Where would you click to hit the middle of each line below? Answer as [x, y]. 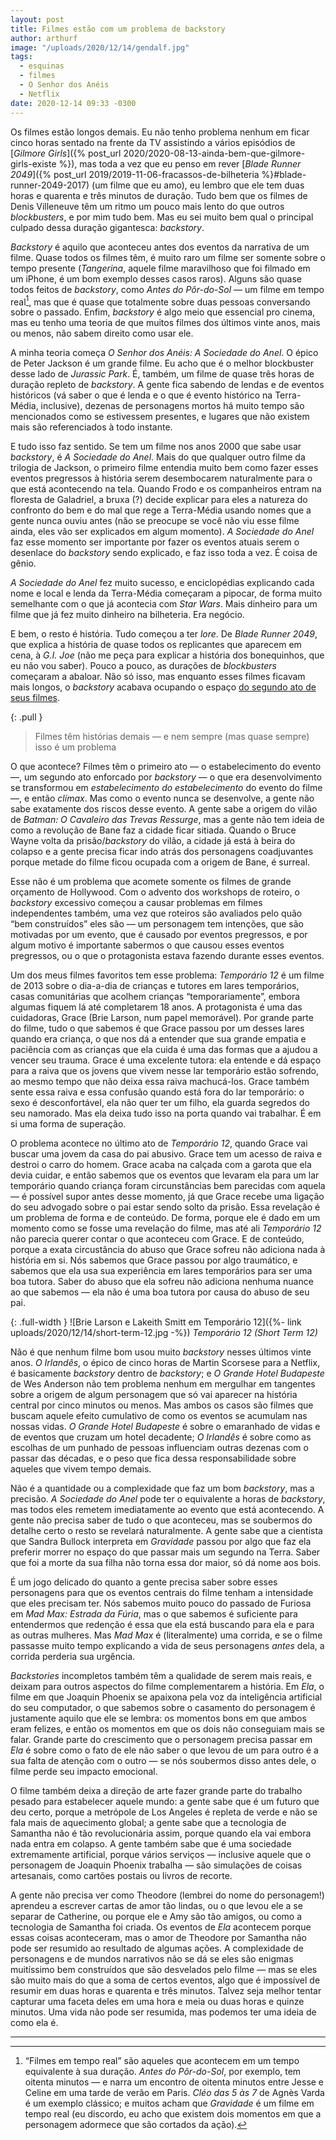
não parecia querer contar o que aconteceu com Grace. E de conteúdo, [157, 1239]
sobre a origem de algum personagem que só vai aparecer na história [154, 1395]
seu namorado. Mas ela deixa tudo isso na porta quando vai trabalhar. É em [166, 1113]
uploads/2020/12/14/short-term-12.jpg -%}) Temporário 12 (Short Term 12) [164, 1333]
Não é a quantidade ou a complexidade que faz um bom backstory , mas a [162, 1488]
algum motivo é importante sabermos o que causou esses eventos [147, 945]
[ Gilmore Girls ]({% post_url [66, 153]
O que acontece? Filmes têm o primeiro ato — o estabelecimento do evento [166, 767]
